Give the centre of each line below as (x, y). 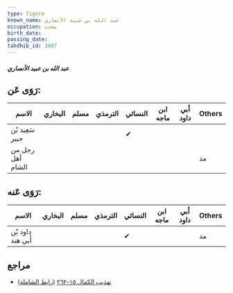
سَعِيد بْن (23, 130)
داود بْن (21, 232)
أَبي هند (21, 240)
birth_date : (24, 33)
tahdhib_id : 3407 (32, 46)
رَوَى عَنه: (24, 192)
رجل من (23, 150)
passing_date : (28, 40)
